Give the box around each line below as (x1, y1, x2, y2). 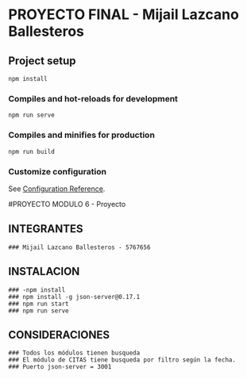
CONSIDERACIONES (8, 327, 110, 342)
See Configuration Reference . (8, 184, 106, 193)
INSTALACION (8, 265, 80, 278)
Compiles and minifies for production (8, 129, 155, 140)
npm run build (8, 147, 56, 155)
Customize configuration (8, 166, 107, 177)
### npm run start (8, 300, 69, 308)
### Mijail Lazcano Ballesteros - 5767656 (8, 243, 151, 251)
